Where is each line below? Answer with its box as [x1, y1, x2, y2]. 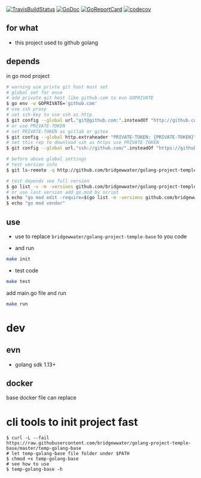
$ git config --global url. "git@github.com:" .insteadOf [6, 117, 148, 123]
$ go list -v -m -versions [6, 184, 74, 190]
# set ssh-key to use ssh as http [6, 112, 93, 118]
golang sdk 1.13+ [14, 360, 56, 368]
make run [6, 300, 28, 307]
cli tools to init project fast [6, 415, 138, 429]
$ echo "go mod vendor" [6, 200, 66, 206]
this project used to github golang [14, 39, 99, 46]
